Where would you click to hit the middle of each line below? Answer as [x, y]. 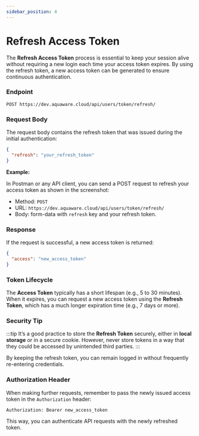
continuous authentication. [39, 77]
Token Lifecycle [29, 279]
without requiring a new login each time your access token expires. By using [100, 64]
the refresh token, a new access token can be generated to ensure [88, 70]
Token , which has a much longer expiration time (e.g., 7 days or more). [93, 305]
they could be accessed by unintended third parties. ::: [73, 347]
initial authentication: [32, 139]
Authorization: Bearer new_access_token [57, 410]
